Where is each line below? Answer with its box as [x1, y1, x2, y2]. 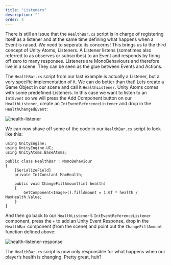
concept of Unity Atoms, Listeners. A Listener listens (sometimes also [5, 47, 152, 54]
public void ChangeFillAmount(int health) [14, 181, 106, 186]
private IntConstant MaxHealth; [14, 172, 83, 178]
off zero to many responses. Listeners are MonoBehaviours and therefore [5, 58, 160, 64]
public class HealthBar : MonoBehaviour [5, 159, 93, 164]
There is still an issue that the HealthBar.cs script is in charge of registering [5, 31, 164, 37]
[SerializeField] [14, 168, 52, 173]
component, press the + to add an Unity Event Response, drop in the [5, 218, 149, 224]
